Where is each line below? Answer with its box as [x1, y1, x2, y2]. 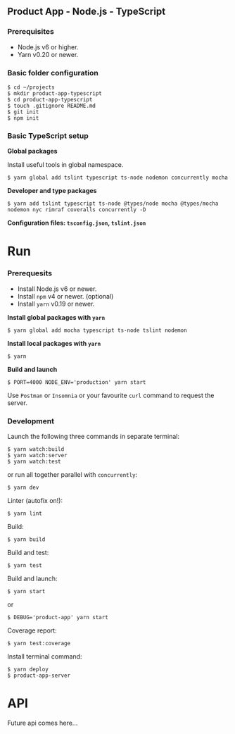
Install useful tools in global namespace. [7, 161, 124, 169]
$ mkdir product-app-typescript [7, 89, 102, 97]
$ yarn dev [7, 484, 39, 492]
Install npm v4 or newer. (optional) [17, 292, 114, 300]
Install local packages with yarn [7, 339, 101, 347]
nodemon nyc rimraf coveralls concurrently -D [7, 206, 146, 213]
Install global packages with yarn [7, 313, 106, 321]
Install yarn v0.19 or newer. [17, 299, 95, 308]
